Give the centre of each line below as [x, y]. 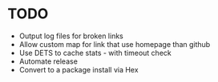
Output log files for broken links [71, 36]
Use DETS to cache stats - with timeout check [95, 53]
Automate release [48, 61]
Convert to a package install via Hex [79, 69]
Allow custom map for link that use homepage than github [115, 44]
